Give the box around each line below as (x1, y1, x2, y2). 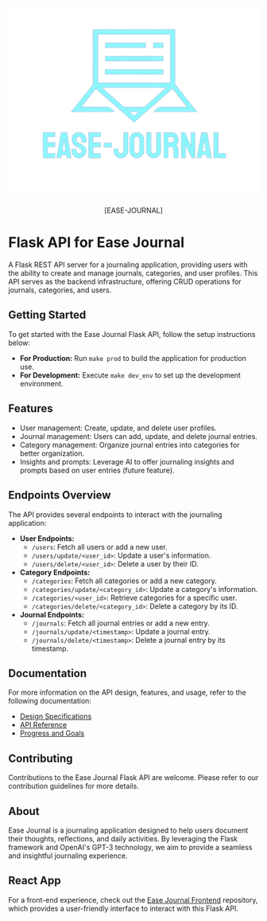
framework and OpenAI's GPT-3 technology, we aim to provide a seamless (8, 842, 253, 852)
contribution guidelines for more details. (8, 782, 139, 791)
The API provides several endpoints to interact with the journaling (8, 509, 222, 519)
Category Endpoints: (19, 567, 91, 577)
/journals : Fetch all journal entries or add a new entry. (31, 618, 211, 628)
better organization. (19, 449, 85, 458)
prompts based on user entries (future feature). (19, 465, 175, 475)
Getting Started (8, 308, 87, 322)
